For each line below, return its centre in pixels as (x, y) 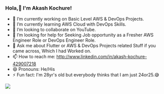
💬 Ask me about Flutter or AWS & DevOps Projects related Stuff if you (84, 46)
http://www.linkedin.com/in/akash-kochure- (102, 57)
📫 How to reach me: (34, 57)
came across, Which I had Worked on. (52, 51)
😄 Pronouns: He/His (34, 69)
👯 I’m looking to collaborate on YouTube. (54, 30)
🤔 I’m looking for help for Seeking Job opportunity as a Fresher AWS (83, 35)
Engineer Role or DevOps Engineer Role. (54, 40)
